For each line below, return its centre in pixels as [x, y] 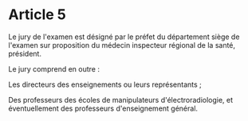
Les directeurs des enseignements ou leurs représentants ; [105, 84]
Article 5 [37, 15]
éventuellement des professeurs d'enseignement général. [103, 108]
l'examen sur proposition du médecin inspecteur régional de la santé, [122, 45]
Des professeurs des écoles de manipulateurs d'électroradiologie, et [121, 100]
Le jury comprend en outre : [54, 68]
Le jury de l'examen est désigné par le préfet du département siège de [124, 37]
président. [25, 53]
